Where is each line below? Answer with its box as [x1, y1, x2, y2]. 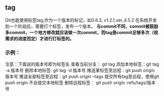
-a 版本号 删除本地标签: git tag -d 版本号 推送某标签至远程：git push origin [5, 67, 155, 73]
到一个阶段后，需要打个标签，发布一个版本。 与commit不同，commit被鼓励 [5, 23, 159, 29]
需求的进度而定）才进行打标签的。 [5, 35, 74, 41]
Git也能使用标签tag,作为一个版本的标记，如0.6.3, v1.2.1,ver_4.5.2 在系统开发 [5, 17, 157, 23]
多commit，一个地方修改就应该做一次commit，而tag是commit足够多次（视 [5, 29, 159, 35]
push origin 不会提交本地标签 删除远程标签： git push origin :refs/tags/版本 [5, 80, 156, 86]
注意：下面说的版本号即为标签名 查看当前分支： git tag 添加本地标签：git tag [5, 61, 159, 67]
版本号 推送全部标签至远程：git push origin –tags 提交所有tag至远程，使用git [5, 73, 160, 80]
